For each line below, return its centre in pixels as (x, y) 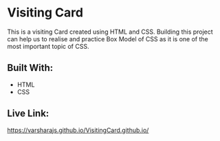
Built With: (30, 68)
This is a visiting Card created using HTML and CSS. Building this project (110, 32)
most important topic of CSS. (48, 46)
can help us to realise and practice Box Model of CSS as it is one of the (108, 39)
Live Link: (28, 114)
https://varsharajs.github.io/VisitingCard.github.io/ (78, 130)
